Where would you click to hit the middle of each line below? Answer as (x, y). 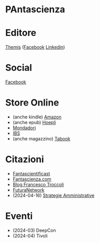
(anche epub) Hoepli (34, 122)
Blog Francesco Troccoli (38, 184)
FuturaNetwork (29, 190)
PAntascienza (35, 9)
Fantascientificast (31, 173)
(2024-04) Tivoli (30, 236)
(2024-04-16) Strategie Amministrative (54, 195)
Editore (21, 33)
